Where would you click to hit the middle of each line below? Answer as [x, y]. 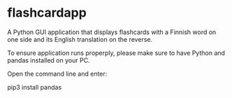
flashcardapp [47, 13]
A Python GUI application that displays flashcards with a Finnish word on [112, 32]
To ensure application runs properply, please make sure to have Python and [116, 53]
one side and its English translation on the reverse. [80, 39]
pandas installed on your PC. [49, 60]
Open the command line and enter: [57, 74]
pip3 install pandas [35, 87]
